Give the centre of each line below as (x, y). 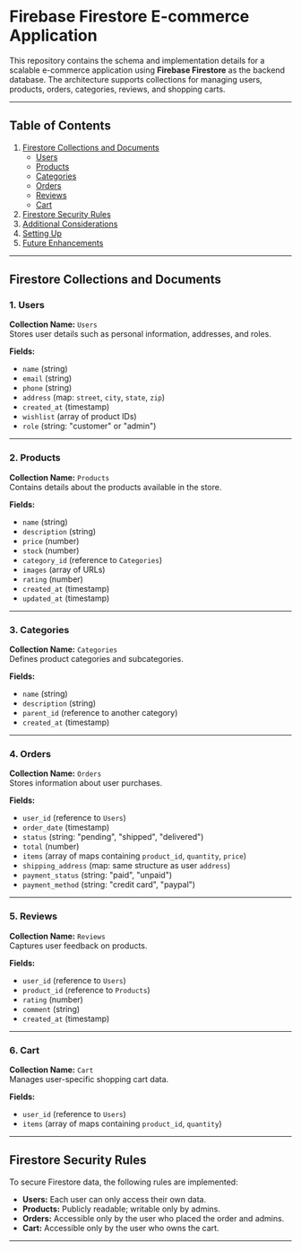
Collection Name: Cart (52, 1070)
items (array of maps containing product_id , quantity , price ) (134, 856)
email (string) (47, 378)
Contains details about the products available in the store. (116, 487)
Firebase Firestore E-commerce (129, 17)
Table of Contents (60, 126)
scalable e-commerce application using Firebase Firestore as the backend (147, 70)
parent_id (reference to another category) (100, 713)
